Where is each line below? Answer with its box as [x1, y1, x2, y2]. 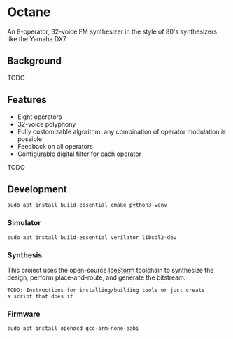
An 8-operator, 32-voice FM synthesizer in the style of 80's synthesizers [7, 27, 218, 36]
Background [7, 55, 62, 67]
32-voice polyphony [17, 120, 76, 128]
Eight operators [17, 113, 62, 121]
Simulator [7, 218, 41, 228]
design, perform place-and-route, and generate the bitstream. [7, 273, 186, 282]
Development [7, 183, 68, 195]
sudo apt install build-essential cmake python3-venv [7, 202, 168, 209]
